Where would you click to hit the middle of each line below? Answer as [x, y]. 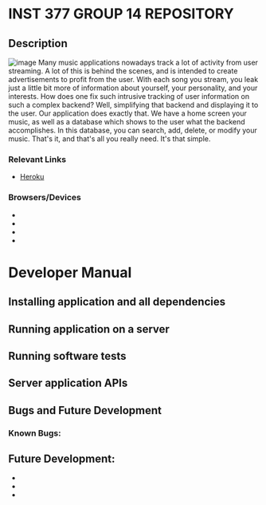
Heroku [32, 177]
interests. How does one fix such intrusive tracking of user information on [129, 96]
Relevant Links [37, 159]
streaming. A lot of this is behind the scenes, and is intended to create [123, 71]
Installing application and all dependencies [117, 302]
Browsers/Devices [45, 198]
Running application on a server [89, 329]
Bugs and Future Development [85, 410]
